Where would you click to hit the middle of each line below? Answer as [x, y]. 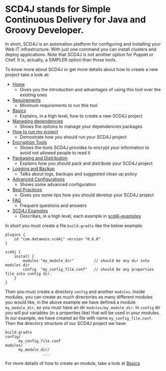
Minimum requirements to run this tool [58, 105]
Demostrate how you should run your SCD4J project [73, 137]
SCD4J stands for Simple [58, 9]
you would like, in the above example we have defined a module [70, 302]
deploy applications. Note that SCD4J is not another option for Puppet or [79, 54]
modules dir [17, 265]
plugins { [15, 235]
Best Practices [27, 189]
